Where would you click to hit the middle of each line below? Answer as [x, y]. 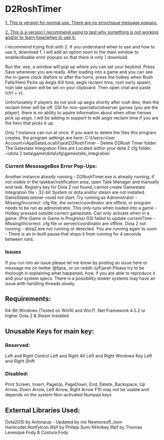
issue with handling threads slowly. [40, 283]
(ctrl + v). [14, 93]
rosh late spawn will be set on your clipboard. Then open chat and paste [78, 87]
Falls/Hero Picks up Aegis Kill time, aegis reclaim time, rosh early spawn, [78, 82]
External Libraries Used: [43, 410]
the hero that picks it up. [30, 123]
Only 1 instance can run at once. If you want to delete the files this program [81, 132]
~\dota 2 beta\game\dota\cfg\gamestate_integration [58, 153]
